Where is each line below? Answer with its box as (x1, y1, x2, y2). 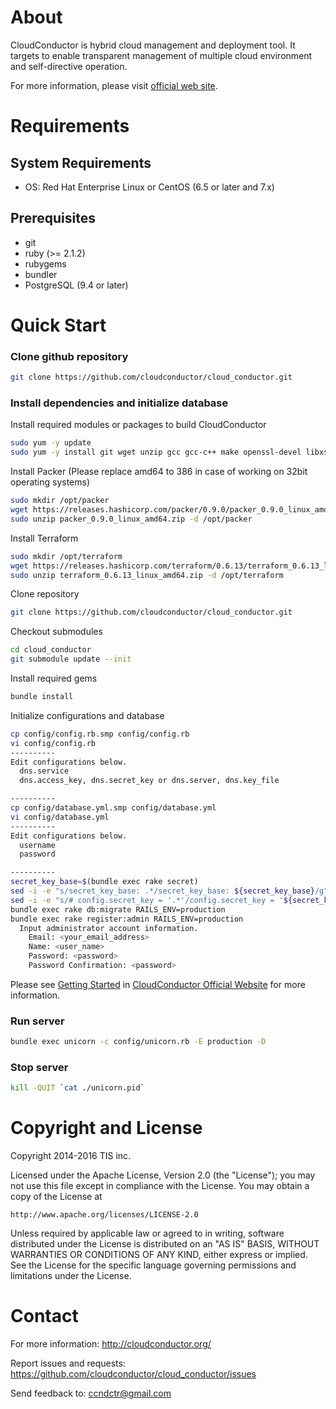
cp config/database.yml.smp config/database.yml (10, 803, 217, 813)
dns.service (19, 766, 70, 776)
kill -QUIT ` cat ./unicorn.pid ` (10, 1083, 145, 1093)
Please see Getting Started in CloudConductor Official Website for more (10, 978, 306, 990)
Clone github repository (10, 349, 129, 363)
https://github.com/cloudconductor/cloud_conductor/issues (10, 1368, 257, 1380)
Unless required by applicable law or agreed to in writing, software (10, 1227, 285, 1240)
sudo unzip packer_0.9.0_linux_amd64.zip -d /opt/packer (10, 514, 253, 524)
